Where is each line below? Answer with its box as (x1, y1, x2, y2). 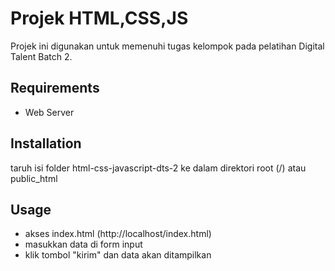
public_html (10, 172, 58, 184)
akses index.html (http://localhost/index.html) (24, 228, 212, 240)
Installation (10, 135, 82, 152)
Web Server (24, 106, 75, 118)
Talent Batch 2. (10, 50, 73, 62)
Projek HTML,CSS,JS (10, 7, 189, 30)
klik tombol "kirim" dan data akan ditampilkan (24, 249, 212, 261)
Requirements (10, 80, 100, 97)
